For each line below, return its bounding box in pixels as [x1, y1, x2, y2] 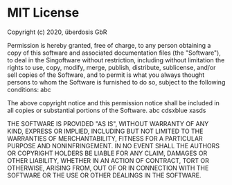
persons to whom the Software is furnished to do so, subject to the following [7, 78, 226, 86]
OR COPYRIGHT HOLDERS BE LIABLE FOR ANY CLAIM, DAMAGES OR [7, 149, 208, 157]
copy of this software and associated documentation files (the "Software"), [7, 49, 222, 57]
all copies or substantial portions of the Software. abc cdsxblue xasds [7, 106, 206, 114]
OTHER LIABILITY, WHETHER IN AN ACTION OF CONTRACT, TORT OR [7, 156, 209, 164]
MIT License [7, 5, 80, 21]
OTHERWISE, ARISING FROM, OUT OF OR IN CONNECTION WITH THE [7, 164, 209, 172]
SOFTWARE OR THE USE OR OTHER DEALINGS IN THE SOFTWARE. [7, 171, 202, 179]
